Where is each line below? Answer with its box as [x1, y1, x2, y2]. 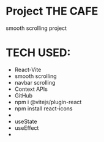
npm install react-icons [14, 105, 73, 112]
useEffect [14, 124, 39, 132]
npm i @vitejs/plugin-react [14, 98, 82, 105]
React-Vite [14, 66, 42, 73]
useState [14, 118, 37, 125]
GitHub [14, 91, 33, 99]
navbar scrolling [14, 79, 56, 86]
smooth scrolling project [6, 24, 67, 32]
